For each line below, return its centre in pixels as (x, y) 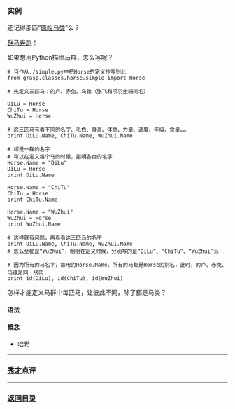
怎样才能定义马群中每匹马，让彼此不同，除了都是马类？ (87, 293)
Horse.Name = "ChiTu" (39, 188)
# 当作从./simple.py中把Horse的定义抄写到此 (67, 72)
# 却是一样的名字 (29, 150)
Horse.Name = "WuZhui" (40, 212)
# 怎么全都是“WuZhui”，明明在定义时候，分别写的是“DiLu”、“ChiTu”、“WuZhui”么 (113, 251)
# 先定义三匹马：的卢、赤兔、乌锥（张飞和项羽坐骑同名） (78, 92)
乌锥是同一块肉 (26, 272)
